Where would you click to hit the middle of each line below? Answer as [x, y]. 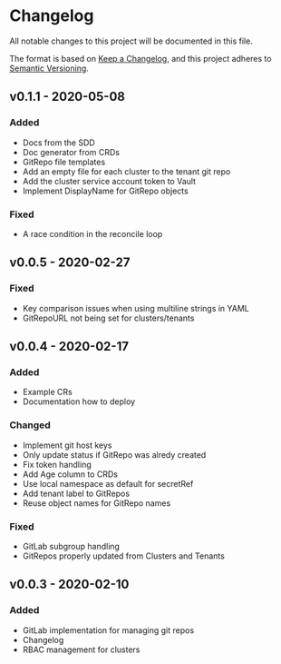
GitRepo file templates [64, 162]
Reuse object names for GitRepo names [97, 503]
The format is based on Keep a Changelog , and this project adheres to [140, 58]
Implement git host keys [67, 445]
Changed [30, 425]
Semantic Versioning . [49, 68]
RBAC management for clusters [81, 649]
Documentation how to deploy [79, 401]
